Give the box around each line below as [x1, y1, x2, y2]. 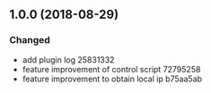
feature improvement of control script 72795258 [22, 63, 201, 74]
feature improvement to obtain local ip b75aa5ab [22, 73, 203, 84]
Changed [9, 34, 51, 46]
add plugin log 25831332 [22, 54, 115, 65]
